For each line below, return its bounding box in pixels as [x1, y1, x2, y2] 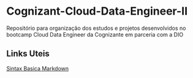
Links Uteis [6, 49, 50, 59]
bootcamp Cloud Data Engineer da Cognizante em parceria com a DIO [6, 30, 184, 38]
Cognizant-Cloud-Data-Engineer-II [6, 4, 188, 18]
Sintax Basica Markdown [6, 65, 69, 72]
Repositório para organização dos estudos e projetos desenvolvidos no [6, 24, 186, 32]
